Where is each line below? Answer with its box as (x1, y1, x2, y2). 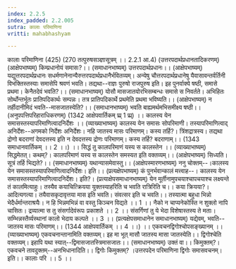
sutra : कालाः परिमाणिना (7, 23, 62, 30)
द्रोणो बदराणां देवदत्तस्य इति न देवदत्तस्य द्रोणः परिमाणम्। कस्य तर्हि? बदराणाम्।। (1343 (7, 135, 199, 143)
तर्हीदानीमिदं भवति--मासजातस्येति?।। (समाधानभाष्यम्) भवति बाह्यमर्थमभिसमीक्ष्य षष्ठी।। (7, 103, 202, 112)
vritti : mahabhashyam (7, 30, 71, 37)
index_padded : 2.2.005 (7, 17, 74, 24)
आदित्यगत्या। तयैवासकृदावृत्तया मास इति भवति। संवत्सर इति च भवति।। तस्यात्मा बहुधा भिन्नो (7, 191, 211, 199)
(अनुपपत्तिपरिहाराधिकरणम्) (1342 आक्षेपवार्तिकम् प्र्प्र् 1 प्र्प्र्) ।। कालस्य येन (7, 111, 171, 120)
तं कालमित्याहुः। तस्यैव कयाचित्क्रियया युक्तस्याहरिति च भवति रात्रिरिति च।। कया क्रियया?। (7, 183, 210, 191)
